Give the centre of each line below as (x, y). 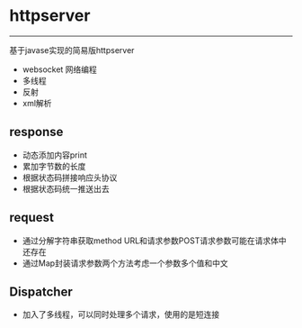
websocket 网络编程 (59, 69)
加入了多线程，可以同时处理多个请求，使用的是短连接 (121, 314)
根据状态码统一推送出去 (66, 188)
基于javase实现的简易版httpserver (72, 50)
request (31, 218)
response (36, 132)
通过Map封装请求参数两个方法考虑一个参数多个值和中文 (125, 263)
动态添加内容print (55, 155)
